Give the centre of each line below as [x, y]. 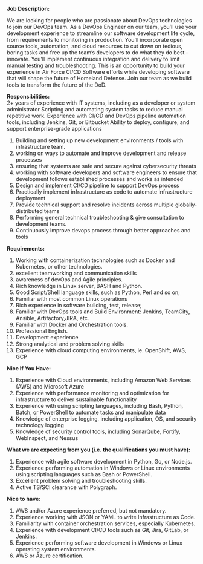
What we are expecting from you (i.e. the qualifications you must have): [99, 450]
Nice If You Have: [29, 368]
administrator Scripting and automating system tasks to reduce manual [95, 109]
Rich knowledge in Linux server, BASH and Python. [79, 286]
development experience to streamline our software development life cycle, [101, 33]
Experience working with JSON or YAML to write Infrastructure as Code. [105, 517]
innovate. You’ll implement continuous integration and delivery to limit [93, 59]
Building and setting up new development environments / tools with [99, 140]
